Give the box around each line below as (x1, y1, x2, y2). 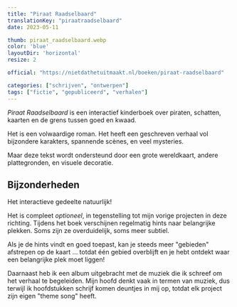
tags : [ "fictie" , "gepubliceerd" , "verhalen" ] (7, 88, 148, 96)
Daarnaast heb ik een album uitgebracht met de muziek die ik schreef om (7, 269, 223, 278)
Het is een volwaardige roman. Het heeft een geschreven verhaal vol (7, 129, 209, 138)
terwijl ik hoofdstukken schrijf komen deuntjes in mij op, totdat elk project (7, 284, 222, 293)
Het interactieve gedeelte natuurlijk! (7, 198, 112, 206)
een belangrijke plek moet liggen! (7, 255, 105, 264)
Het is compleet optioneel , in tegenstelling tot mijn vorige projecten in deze (7, 211, 227, 220)
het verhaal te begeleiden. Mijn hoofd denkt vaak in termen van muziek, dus (7, 276, 230, 285)
